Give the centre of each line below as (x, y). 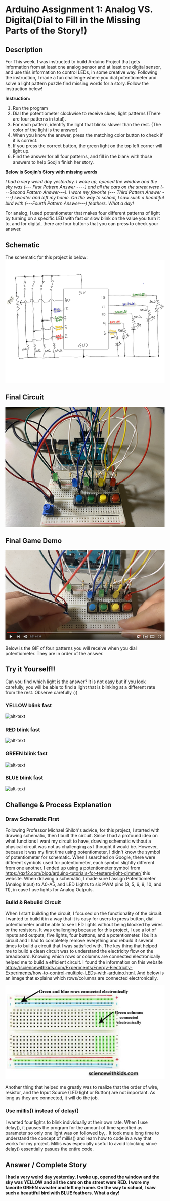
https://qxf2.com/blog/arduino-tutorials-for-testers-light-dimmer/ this (78, 873)
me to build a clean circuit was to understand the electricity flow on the (79, 951)
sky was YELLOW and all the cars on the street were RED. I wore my (77, 1182)
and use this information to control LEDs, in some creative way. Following (81, 72)
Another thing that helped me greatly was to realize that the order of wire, (82, 1087)
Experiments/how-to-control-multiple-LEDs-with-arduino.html (70, 973)
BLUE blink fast (24, 778)
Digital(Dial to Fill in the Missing (73, 20)
